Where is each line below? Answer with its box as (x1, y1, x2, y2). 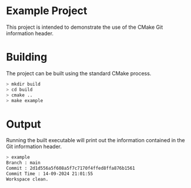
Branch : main (6, 160, 41, 166)
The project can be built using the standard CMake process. (6, 69, 152, 77)
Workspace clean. (6, 176, 49, 182)
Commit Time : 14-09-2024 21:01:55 (6, 170, 93, 177)
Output (6, 117, 41, 130)
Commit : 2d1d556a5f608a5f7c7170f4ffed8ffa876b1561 (6, 166, 135, 172)
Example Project (6, 4, 88, 18)
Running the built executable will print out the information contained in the (6, 137, 185, 144)
